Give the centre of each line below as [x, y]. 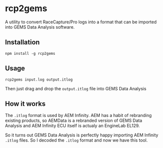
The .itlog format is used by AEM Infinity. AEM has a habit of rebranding [78, 115]
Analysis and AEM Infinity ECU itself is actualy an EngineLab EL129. [72, 126]
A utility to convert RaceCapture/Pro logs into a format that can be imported [81, 22]
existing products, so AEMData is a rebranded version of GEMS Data [74, 121]
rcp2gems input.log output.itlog [39, 80]
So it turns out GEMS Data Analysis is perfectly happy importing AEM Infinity [82, 135]
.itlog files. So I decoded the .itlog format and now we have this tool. [76, 140]
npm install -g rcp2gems [30, 53]
